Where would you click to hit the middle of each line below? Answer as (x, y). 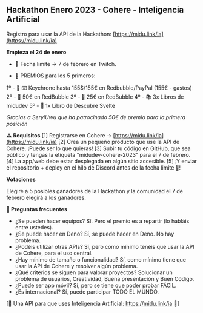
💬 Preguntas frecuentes (37, 209)
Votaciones (21, 179)
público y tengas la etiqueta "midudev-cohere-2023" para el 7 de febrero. (98, 154)
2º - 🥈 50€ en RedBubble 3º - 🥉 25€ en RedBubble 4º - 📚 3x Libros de (95, 97)
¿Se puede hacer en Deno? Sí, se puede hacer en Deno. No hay (95, 234)
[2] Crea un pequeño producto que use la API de (119, 142)
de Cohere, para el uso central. (54, 253)
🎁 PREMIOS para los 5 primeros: (55, 76)
